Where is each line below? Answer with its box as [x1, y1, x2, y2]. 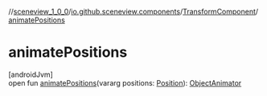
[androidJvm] [8, 70, 54, 79]
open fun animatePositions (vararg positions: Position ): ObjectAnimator [8, 78, 242, 87]
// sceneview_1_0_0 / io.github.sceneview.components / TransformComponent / [8, 7, 259, 16]
